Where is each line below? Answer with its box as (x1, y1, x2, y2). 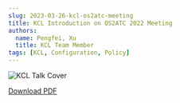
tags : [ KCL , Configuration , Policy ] (8, 49, 130, 57)
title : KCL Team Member (15, 42, 94, 50)
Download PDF (8, 86, 57, 96)
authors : (8, 26, 37, 34)
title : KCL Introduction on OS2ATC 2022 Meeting (8, 19, 173, 27)
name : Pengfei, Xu (15, 34, 77, 42)
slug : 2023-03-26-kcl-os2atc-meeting (8, 11, 134, 20)
